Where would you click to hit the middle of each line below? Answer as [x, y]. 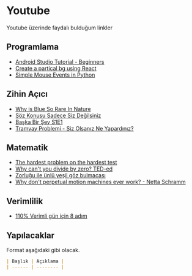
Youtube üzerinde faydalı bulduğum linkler [60, 28]
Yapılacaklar [31, 235]
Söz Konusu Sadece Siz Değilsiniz [58, 115]
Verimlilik [25, 201]
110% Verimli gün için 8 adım [51, 216]
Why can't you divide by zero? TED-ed [64, 169]
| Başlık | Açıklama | [35, 261]
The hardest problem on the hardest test [66, 163]
